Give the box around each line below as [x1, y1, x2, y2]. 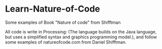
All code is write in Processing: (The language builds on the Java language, [5, 29, 157, 34]
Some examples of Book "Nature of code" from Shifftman [5, 19, 121, 25]
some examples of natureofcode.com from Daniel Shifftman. [5, 39, 127, 45]
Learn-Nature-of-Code [5, 3, 100, 15]
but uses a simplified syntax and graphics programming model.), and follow [5, 34, 158, 40]
